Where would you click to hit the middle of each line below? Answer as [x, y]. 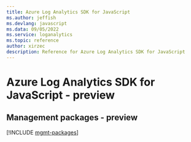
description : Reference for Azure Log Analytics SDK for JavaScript [96, 52]
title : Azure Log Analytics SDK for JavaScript [68, 12]
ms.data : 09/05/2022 [33, 29]
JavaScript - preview [61, 95]
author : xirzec [26, 47]
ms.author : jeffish [31, 18]
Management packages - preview [72, 118]
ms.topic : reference [33, 40]
